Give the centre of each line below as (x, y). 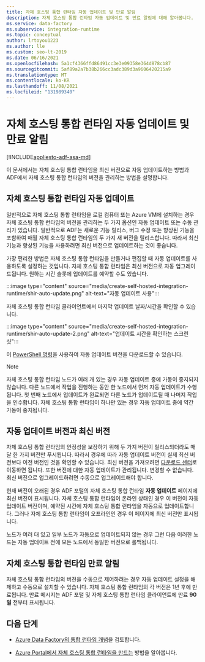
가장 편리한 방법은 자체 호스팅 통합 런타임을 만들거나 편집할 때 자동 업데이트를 (99, 258)
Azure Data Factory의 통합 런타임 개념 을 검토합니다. (78, 640)
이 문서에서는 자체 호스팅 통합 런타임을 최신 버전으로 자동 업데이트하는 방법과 (98, 169)
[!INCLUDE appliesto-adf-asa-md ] (49, 157)
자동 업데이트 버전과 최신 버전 (58, 431)
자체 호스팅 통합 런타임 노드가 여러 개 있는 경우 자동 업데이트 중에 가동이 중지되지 (102, 379)
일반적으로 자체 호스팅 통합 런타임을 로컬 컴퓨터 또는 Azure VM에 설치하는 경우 (100, 214)
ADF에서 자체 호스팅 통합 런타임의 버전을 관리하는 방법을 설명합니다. (88, 177)
